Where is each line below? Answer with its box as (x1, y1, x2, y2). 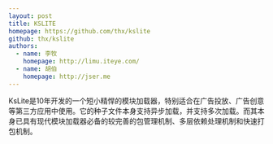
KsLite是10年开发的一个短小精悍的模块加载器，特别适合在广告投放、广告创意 (8, 95, 265, 106)
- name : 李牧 (15, 50, 58, 58)
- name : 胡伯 (15, 65, 58, 73)
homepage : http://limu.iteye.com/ (23, 58, 140, 66)
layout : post (8, 11, 53, 20)
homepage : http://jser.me (23, 72, 111, 81)
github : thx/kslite (8, 34, 75, 43)
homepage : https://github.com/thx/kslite (8, 27, 151, 35)
